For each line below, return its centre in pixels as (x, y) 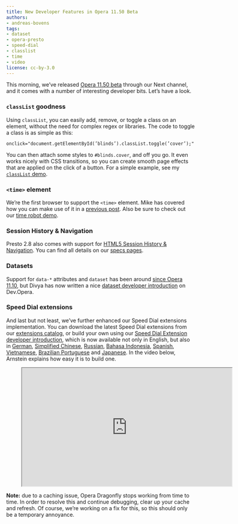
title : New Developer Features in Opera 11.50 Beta (72, 12)
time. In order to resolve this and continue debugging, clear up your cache (98, 502)
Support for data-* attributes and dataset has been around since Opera (94, 279)
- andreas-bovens (28, 23)
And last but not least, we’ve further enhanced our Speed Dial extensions (97, 320)
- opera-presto (25, 40)
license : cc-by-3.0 (31, 68)
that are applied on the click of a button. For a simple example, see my (93, 167)
